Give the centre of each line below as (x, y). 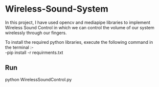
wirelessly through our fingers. (36, 33)
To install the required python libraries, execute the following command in (79, 42)
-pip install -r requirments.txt (34, 52)
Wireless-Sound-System (57, 9)
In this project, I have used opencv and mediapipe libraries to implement (78, 22)
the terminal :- (19, 47)
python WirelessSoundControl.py (38, 79)
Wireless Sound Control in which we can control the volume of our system (80, 27)
